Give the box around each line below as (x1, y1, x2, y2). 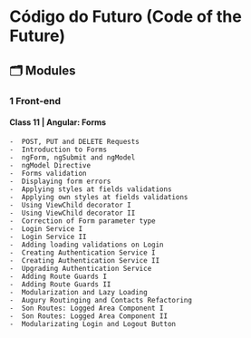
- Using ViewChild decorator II (9, 208, 136, 217)
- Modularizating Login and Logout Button (9, 319, 177, 328)
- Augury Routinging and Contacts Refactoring (9, 295, 193, 304)
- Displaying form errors (9, 177, 111, 186)
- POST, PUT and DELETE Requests (9, 137, 140, 146)
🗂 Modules (9, 63, 76, 78)
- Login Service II (9, 232, 88, 241)
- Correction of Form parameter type (9, 216, 156, 226)
